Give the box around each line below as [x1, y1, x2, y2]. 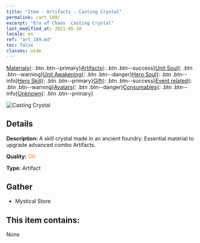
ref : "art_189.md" [6, 37, 52, 43]
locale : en [6, 31, 34, 37]
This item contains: [6, 215, 80, 225]
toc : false [6, 43, 34, 49]
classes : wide [6, 48, 42, 54]
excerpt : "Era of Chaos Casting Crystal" [6, 20, 114, 26]
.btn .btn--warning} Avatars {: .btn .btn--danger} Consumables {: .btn [6, 83, 172, 91]
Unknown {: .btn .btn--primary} [17, 89, 94, 97]
